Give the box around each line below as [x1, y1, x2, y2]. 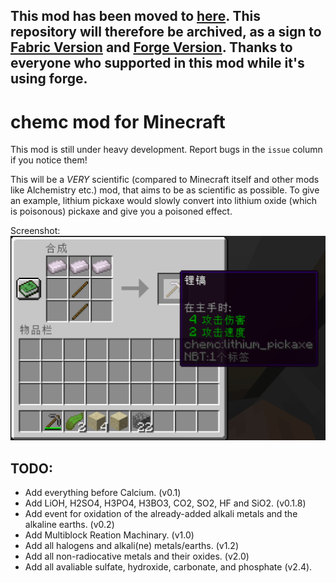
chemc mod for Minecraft [10, 110, 226, 133]
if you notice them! [10, 154, 88, 166]
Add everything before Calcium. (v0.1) [24, 486, 182, 498]
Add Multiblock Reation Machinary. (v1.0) [24, 529, 195, 541]
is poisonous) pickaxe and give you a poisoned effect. [10, 205, 233, 218]
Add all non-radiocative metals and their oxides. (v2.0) [24, 550, 250, 562]
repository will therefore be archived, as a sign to [10, 24, 322, 41]
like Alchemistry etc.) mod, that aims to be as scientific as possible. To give [10, 184, 320, 196]
